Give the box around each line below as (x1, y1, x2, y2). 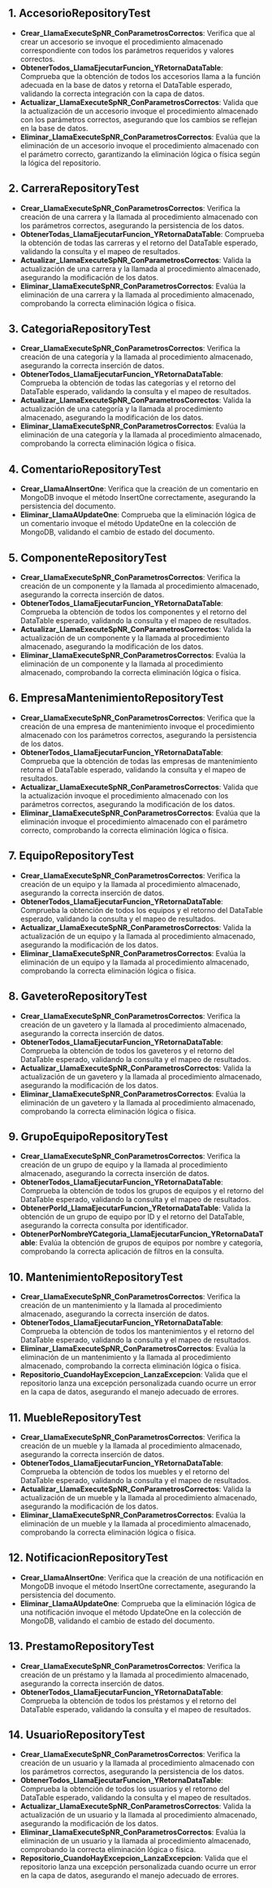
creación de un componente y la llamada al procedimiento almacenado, (19, 582, 260, 591)
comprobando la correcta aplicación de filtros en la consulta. (19, 1246, 225, 1257)
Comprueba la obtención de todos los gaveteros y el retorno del (19, 1046, 235, 1056)
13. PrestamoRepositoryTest (8, 1640, 154, 1653)
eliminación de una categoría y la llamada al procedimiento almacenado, (19, 430, 262, 440)
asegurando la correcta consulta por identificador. (19, 1221, 188, 1231)
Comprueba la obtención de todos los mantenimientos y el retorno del (19, 1327, 254, 1337)
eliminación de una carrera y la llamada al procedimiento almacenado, (19, 289, 255, 300)
